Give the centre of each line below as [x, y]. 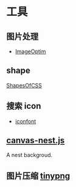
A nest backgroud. [29, 155]
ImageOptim [30, 51]
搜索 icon [24, 106]
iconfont [26, 121]
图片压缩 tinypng [38, 176]
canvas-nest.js [36, 141]
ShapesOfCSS [24, 85]
